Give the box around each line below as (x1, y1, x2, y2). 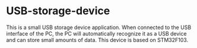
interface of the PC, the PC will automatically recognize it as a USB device (6, 30, 187, 37)
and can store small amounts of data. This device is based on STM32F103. (6, 36, 189, 43)
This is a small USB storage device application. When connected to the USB (6, 24, 192, 31)
